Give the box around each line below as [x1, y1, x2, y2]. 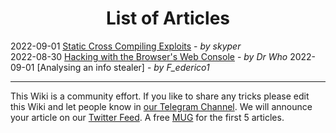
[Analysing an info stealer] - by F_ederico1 [36, 61, 210, 73]
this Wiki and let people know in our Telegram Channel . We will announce [10, 100, 313, 112]
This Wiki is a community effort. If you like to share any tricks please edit [10, 90, 310, 102]
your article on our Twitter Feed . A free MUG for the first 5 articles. [10, 111, 285, 123]
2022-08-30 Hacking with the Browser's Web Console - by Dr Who [10, 50, 288, 62]
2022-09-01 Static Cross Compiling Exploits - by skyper [10, 40, 242, 52]
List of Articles [105, 7, 231, 30]
